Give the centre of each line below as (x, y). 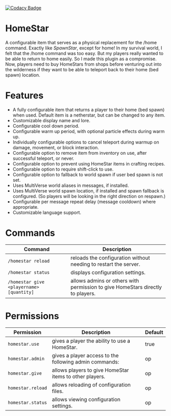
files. (58, 391)
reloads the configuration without (110, 258)
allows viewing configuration (86, 399)
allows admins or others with (105, 281)
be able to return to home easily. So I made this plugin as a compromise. (81, 59)
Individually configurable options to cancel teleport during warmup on (86, 142)
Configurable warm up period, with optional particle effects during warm (89, 131)
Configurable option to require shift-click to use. (63, 169)
